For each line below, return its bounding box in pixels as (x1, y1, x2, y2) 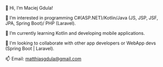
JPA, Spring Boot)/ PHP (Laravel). (5, 20, 76, 26)
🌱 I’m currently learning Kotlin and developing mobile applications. (5, 30, 145, 36)
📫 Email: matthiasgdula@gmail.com (5, 56, 81, 61)
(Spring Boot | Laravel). (5, 46, 55, 51)
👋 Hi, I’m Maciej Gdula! (5, 5, 53, 11)
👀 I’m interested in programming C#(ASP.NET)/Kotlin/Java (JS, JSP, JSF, (5, 15, 158, 20)
